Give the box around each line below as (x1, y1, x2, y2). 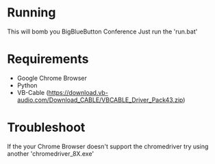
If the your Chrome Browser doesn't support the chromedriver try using (7, 142, 209, 150)
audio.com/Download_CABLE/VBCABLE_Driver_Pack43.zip (16, 96, 184, 104)
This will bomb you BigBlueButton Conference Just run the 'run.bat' (7, 27, 198, 36)
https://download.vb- (48, 88, 108, 96)
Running (7, 5, 56, 20)
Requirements (7, 51, 89, 67)
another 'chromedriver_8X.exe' (7, 149, 94, 158)
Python (16, 81, 38, 90)
